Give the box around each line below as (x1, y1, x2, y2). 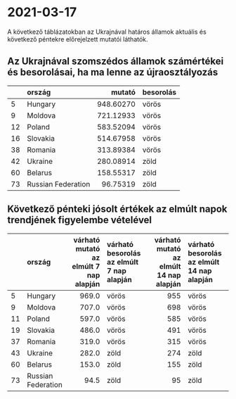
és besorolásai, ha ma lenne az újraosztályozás (7, 66, 218, 78)
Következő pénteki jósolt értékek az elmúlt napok (7, 203, 228, 215)
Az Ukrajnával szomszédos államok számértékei (7, 56, 224, 68)
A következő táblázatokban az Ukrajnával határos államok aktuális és (7, 27, 207, 36)
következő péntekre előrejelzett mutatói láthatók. (7, 34, 149, 43)
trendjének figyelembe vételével (7, 214, 152, 226)
